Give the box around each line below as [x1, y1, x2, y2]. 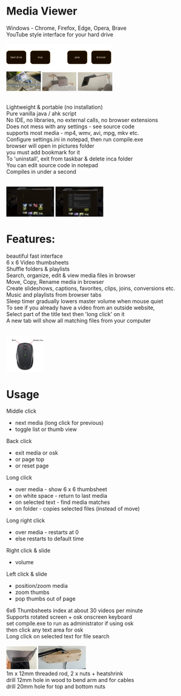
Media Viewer [6, 4, 77, 18]
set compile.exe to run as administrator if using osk [6, 620, 134, 627]
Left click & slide [6, 570, 47, 578]
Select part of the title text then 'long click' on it [6, 311, 125, 318]
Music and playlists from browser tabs [6, 291, 102, 298]
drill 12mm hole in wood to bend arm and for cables [6, 676, 134, 683]
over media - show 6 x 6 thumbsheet [15, 486, 108, 493]
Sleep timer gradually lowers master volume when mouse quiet [6, 298, 163, 305]
